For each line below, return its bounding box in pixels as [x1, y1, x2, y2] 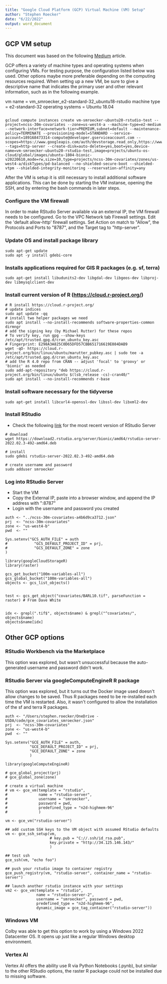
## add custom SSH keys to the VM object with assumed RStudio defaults [5, 827, 159, 832]
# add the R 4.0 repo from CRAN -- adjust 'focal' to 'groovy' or [5, 359, 146, 364]
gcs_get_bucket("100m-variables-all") [5, 572, 85, 577]
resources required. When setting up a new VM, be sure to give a [5, 78, 139, 85]
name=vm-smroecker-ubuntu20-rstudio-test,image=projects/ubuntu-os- [5, 148, 150, 153]
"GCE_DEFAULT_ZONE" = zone [29, 749, 85, 754]
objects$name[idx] [5, 620, 43, 625]
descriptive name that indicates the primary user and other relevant [5, 84, 143, 90]
